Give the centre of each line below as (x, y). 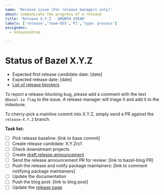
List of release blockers (36, 85)
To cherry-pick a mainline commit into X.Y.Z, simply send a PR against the (80, 114)
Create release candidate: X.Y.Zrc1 (47, 144)
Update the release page (37, 187)
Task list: (14, 129)
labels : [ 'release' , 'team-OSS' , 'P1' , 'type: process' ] (61, 23)
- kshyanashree (25, 32)
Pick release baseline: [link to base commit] (56, 138)
